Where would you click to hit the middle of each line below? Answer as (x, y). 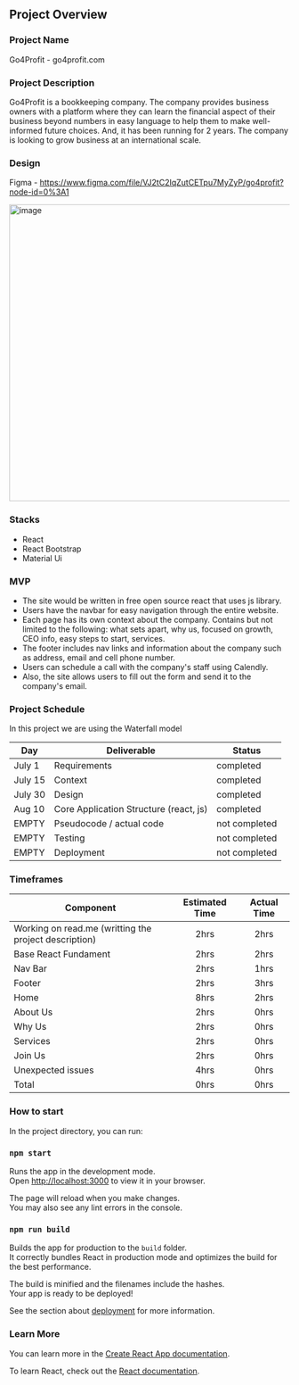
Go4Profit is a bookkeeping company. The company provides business (139, 102)
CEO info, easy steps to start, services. (93, 638)
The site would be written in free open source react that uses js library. (152, 601)
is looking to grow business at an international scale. (105, 140)
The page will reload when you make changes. (95, 1198)
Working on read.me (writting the (83, 929)
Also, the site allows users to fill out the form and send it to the (137, 676)
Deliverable (131, 751)
